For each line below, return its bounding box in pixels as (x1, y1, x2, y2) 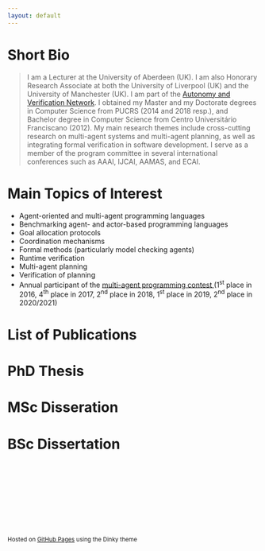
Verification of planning (18, 270, 96, 279)
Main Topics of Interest (7, 184, 163, 203)
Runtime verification (18, 253, 85, 262)
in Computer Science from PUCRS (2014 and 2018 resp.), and (26, 106, 229, 115)
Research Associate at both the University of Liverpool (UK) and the (26, 80, 249, 90)
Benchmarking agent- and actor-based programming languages (18, 219, 229, 229)
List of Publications (7, 326, 137, 343)
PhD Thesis (7, 363, 85, 380)
